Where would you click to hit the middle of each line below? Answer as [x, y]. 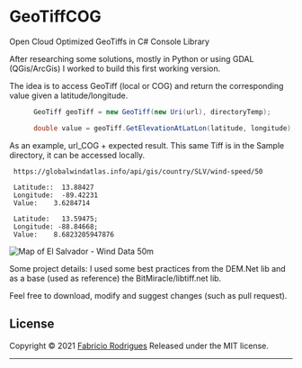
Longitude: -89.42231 [56, 195]
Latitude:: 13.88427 [53, 187]
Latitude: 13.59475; [56, 219]
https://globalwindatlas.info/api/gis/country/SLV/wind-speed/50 [138, 171]
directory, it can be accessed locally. [77, 155]
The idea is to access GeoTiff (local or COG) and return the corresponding [147, 85]
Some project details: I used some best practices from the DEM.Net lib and [147, 268]
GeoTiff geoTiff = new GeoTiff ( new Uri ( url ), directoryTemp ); [152, 112]
